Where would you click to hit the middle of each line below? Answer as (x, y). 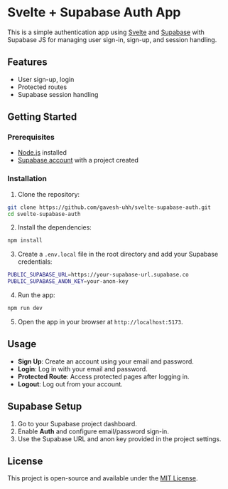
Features (27, 62)
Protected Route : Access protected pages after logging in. (103, 376)
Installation (27, 179)
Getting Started (42, 117)
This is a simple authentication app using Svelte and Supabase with (106, 32)
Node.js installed (42, 153)
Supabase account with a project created (78, 160)
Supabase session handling (58, 94)
